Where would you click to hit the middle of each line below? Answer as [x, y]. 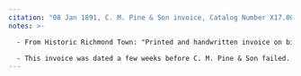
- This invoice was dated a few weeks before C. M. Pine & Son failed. [154, 58]
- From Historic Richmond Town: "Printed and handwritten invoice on [149, 42]
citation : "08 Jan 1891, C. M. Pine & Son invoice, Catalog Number [137, 17]
